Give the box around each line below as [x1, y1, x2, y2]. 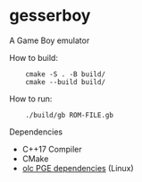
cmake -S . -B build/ [25, 69, 105, 79]
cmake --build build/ [25, 77, 105, 86]
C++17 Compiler [21, 143, 82, 154]
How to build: [9, 52, 58, 63]
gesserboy [9, 5, 91, 26]
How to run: [9, 93, 53, 104]
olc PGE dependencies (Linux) [21, 162, 134, 173]
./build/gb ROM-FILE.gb [25, 110, 114, 119]
